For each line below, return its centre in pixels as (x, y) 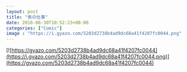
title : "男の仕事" (27, 17)
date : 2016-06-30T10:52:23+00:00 (47, 22)
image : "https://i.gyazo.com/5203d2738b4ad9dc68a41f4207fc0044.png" (94, 34)
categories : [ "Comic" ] (34, 28)
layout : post (22, 12)
